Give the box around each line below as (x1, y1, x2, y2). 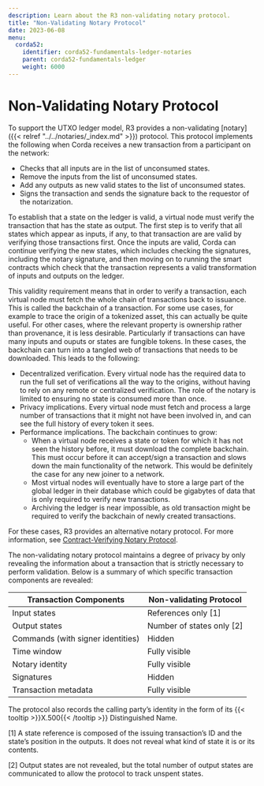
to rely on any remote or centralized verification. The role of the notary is (19, 385, 256, 395)
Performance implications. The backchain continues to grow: (19, 427, 218, 436)
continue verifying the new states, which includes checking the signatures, (8, 245, 251, 255)
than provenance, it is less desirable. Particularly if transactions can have (8, 328, 246, 338)
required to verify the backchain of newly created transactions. (31, 511, 236, 521)
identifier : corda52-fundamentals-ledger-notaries (22, 48, 192, 56)
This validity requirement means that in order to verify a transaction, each (8, 286, 247, 296)
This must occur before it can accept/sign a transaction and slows (31, 452, 247, 462)
